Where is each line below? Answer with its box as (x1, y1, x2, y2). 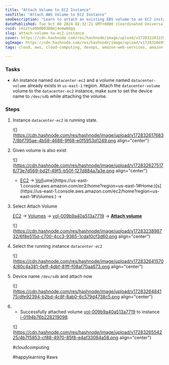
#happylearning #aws (12, 354, 58, 360)
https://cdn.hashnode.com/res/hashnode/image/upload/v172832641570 (14, 258, 164, 264)
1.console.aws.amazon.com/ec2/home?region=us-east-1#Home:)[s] (20, 183, 162, 189)
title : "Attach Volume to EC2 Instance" (5, 7, 92, 13)
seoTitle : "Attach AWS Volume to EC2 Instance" (5, 12, 107, 17)
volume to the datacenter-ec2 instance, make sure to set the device (12, 87, 152, 94)
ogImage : (5, 40, 24, 45)
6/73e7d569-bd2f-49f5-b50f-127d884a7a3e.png (12, 168, 115, 174)
